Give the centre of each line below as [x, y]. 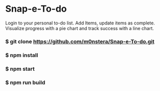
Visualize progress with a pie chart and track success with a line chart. [80, 28]
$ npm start [20, 69]
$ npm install [22, 55]
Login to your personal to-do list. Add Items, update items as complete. [80, 23]
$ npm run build [25, 82]
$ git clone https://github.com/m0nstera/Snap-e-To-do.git [80, 41]
